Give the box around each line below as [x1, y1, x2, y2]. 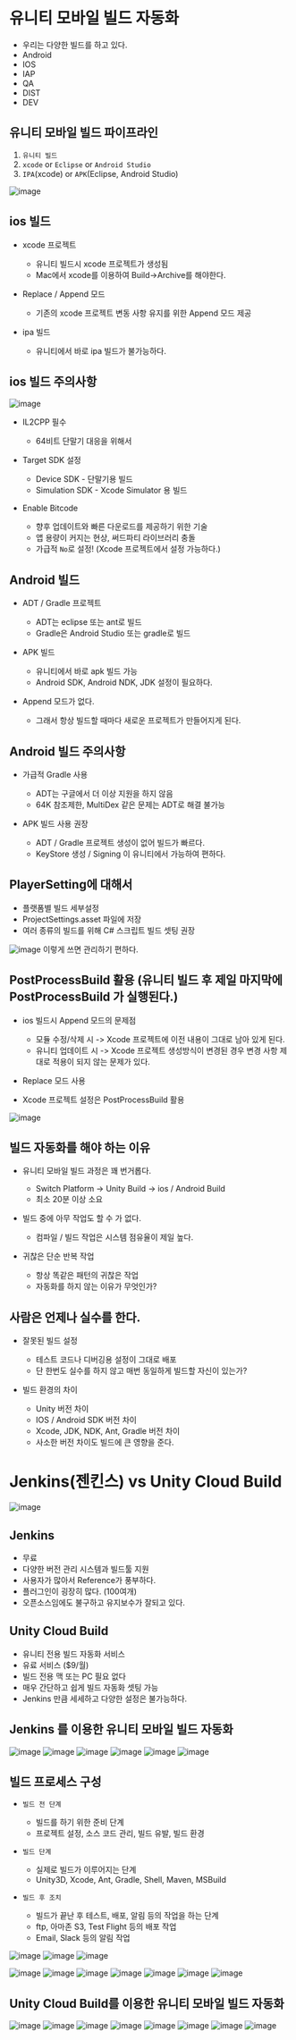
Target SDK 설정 [21, 455, 82, 466]
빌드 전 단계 [21, 1800, 62, 1809]
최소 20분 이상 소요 [35, 1194, 103, 1205]
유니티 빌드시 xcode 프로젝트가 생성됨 [35, 258, 169, 269]
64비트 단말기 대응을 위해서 [35, 435, 132, 447]
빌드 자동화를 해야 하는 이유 [9, 1141, 150, 1156]
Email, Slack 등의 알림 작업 [35, 1933, 131, 1943]
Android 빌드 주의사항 [9, 744, 126, 759]
